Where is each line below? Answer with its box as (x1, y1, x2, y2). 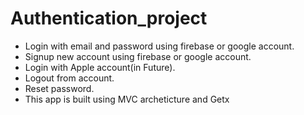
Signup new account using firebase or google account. (24, 50, 252, 62)
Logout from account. (24, 72, 115, 84)
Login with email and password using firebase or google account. (24, 40, 295, 52)
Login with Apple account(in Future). (24, 61, 176, 73)
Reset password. (24, 82, 95, 94)
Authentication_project (10, 7, 208, 30)
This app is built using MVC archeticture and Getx (24, 93, 230, 105)
